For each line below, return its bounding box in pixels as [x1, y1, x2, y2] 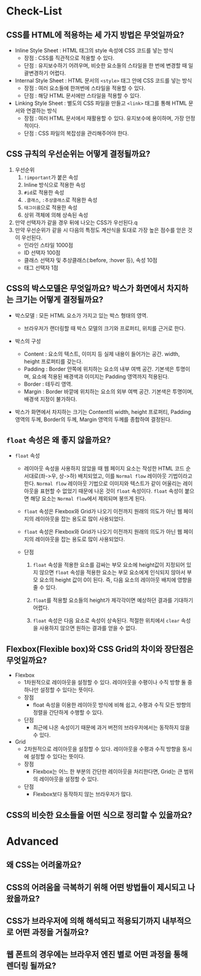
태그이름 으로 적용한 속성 [23, 204, 78, 211]
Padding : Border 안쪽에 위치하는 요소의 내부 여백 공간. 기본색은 [23, 365, 175, 372]
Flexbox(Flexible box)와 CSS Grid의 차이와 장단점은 [6, 643, 194, 654]
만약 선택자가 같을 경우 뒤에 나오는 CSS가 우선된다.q [14, 219, 138, 226]
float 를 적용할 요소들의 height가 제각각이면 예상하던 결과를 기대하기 [32, 596, 194, 604]
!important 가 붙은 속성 [23, 174, 79, 181]
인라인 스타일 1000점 [23, 241, 73, 248]
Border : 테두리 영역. [23, 380, 73, 387]
